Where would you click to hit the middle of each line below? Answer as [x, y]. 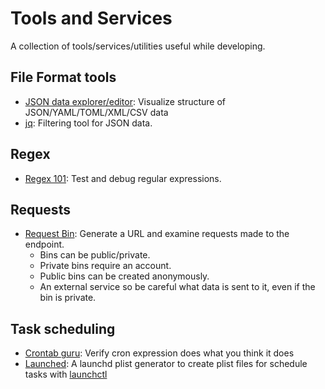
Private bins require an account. [105, 266]
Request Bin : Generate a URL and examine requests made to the [157, 234]
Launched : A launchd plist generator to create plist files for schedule [166, 364]
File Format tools [63, 77]
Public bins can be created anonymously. [124, 276]
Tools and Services [91, 18]
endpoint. [44, 244]
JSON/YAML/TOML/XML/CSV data [96, 112]
